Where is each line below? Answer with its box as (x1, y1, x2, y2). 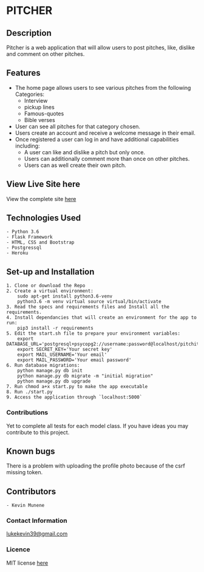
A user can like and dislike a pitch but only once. (24, 148, 146, 155)
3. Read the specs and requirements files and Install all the (6, 304, 170, 310)
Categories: (15, 90, 44, 98)
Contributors (6, 486, 56, 497)
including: (15, 142, 40, 149)
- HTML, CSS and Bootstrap (6, 239, 75, 246)
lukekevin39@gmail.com (6, 530, 68, 537)
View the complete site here (6, 195, 76, 202)
